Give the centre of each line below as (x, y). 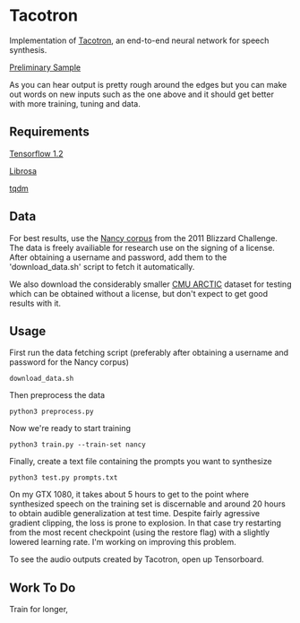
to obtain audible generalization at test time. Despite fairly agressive (135, 514)
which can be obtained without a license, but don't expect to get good (139, 293)
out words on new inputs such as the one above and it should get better (142, 94)
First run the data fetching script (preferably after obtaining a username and (149, 353)
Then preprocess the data (57, 395)
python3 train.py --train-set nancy (77, 445)
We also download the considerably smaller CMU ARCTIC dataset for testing (150, 284)
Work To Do (43, 588)
